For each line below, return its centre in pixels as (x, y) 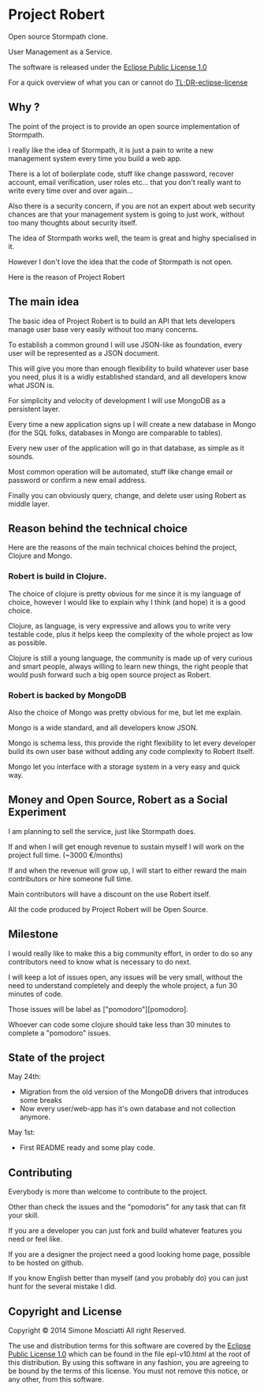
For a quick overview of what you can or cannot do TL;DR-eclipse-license (128, 82)
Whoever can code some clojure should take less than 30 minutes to (119, 1024)
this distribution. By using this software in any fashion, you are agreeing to (128, 1363)
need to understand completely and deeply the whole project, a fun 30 (123, 985)
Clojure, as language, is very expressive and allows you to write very (119, 625)
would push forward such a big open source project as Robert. (110, 674)
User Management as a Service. (60, 51)
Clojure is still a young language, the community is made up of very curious (130, 658)
